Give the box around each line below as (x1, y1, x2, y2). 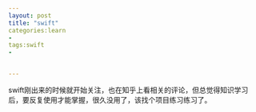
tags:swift (8, 41, 45, 49)
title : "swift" (8, 19, 59, 27)
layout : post (8, 11, 52, 20)
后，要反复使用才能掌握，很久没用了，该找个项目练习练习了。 (8, 95, 212, 104)
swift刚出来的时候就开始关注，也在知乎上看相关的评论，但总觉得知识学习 (8, 85, 249, 95)
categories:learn (8, 26, 66, 34)
